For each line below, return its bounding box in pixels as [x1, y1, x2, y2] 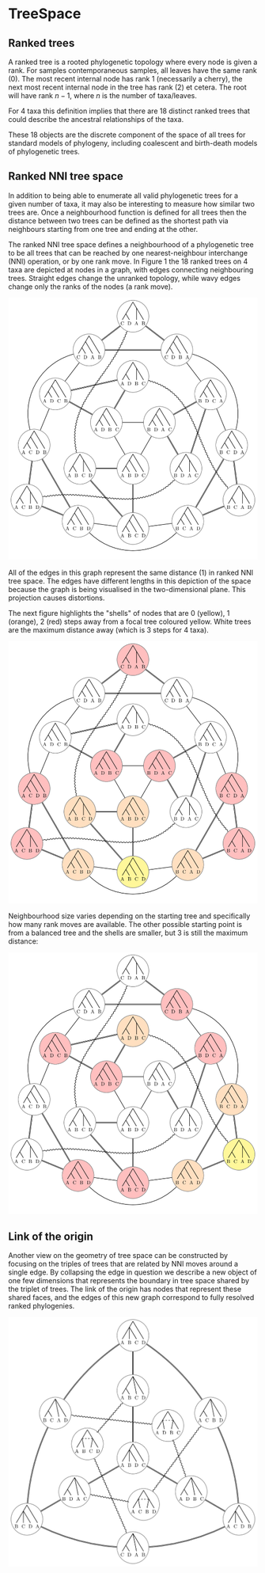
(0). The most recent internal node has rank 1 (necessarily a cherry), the [8, 74, 243, 83]
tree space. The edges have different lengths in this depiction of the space [8, 576, 252, 586]
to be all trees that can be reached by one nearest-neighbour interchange [8, 248, 248, 257]
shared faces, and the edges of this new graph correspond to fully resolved [8, 1293, 255, 1302]
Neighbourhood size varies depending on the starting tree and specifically [8, 911, 251, 921]
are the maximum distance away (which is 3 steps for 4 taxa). [8, 625, 210, 634]
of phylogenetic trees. [8, 147, 81, 156]
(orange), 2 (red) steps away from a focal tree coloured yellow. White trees [8, 617, 252, 626]
